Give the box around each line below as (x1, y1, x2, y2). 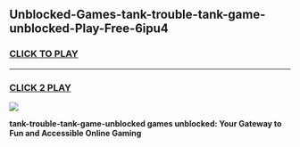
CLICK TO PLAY (9, 48, 79, 61)
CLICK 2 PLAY (9, 81, 71, 94)
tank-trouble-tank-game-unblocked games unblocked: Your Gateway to (9, 118, 282, 128)
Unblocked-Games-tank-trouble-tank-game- (9, 7, 266, 22)
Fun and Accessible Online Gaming (9, 127, 142, 138)
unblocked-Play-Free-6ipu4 (9, 21, 169, 37)
